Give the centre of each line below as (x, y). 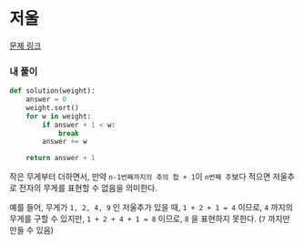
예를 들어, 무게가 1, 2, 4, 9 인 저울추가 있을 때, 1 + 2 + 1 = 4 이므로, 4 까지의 (151, 208)
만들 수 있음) (32, 230)
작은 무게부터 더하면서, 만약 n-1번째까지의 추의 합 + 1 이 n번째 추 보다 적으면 (140, 177)
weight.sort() (52, 107)
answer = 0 (46, 100)
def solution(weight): (52, 91)
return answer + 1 (61, 158)
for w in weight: (59, 116)
